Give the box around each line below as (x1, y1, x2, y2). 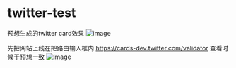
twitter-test (7, 5, 76, 21)
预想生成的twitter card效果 (7, 29, 85, 37)
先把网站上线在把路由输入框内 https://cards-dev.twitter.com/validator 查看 (7, 43, 223, 52)
